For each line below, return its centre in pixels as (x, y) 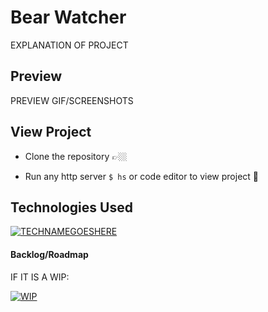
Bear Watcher (68, 17)
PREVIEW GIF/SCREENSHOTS (72, 100)
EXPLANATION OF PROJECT (69, 45)
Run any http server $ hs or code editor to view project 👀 (141, 176)
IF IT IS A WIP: (40, 277)
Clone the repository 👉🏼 (76, 156)
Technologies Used (71, 207)
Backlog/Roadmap (49, 254)
